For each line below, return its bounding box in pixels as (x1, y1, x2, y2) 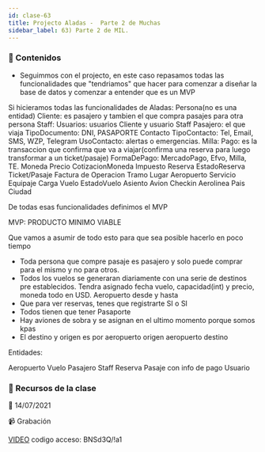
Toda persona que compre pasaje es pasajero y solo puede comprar (19, 256, 243, 266)
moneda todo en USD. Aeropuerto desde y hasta (19, 290, 179, 299)
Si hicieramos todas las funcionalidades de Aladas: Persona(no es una (8, 102, 237, 112)
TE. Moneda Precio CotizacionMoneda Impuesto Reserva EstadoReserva (8, 161, 245, 171)
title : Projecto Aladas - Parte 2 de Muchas (8, 19, 161, 27)
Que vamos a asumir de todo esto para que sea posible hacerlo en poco (8, 233, 244, 242)
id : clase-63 (8, 11, 51, 20)
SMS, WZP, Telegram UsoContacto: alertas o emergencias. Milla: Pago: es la (8, 136, 258, 146)
